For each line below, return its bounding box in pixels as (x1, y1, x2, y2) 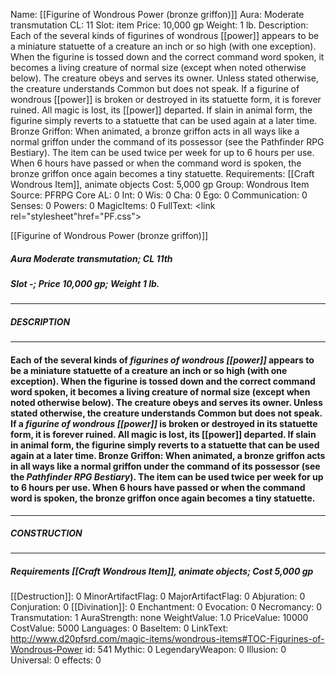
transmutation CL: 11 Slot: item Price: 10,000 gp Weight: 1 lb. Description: (10, 19, 309, 31)
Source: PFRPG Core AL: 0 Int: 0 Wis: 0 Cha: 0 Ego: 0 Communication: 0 (10, 189, 308, 201)
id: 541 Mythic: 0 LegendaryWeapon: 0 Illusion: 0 (84, 644, 287, 656)
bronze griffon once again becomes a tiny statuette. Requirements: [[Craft (10, 168, 315, 179)
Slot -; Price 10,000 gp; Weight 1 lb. (10, 277, 160, 289)
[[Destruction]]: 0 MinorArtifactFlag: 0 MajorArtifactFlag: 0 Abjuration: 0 (10, 590, 306, 603)
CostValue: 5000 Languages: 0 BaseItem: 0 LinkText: (10, 622, 229, 634)
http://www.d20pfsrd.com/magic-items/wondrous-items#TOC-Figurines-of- (10, 633, 325, 645)
